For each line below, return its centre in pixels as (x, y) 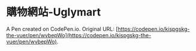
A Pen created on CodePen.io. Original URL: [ (62, 29)
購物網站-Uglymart (54, 12)
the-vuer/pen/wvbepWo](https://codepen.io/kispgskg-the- (79, 35)
